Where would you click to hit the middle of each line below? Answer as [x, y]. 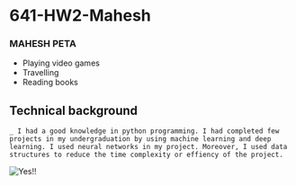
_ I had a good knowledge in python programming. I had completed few [144, 131]
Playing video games [61, 63]
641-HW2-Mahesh [80, 16]
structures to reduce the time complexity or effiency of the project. [146, 155]
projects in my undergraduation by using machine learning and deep [140, 139]
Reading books [50, 83]
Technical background [73, 110]
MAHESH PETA [43, 44]
